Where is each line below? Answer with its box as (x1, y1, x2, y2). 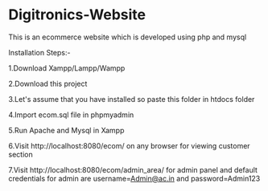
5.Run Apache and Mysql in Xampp (8, 125, 125, 135)
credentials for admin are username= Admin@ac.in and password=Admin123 (8, 173, 261, 183)
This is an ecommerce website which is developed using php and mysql (8, 32, 247, 42)
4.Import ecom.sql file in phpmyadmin (8, 110, 134, 120)
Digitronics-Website (8, 6, 146, 24)
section (8, 149, 34, 159)
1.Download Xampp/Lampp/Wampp (8, 63, 126, 73)
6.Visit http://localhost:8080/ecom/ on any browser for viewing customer (8, 140, 251, 150)
